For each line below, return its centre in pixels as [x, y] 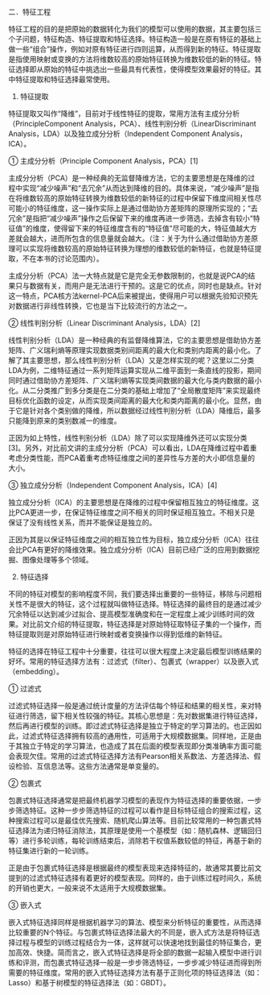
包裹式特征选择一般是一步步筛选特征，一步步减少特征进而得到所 [156, 962]
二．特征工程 [29, 12]
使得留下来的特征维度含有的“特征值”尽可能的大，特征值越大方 [155, 228]
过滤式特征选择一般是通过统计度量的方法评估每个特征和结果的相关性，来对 [131, 706]
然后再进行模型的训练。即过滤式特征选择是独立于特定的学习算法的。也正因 [131, 726]
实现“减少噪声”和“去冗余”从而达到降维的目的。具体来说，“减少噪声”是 [137, 188]
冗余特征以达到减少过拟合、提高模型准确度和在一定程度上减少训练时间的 [128, 614]
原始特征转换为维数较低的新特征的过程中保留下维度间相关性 [156, 198]
